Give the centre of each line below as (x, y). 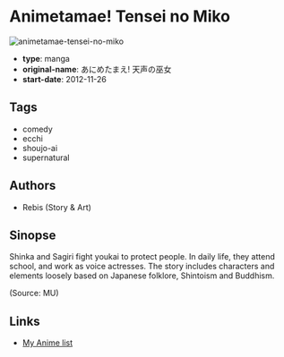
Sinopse (33, 235)
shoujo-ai (40, 148)
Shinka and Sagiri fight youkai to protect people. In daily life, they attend (142, 257)
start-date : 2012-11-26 (65, 79)
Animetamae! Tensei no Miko (120, 17)
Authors (33, 186)
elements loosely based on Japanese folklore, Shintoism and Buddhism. (142, 276)
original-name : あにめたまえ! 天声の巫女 (97, 69)
